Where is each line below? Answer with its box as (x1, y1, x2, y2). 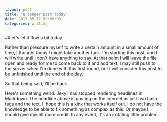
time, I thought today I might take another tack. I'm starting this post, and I (5, 50, 157, 56)
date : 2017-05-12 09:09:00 (5, 16, 61, 21)
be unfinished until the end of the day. (5, 71, 83, 77)
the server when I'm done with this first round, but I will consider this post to (5, 66, 162, 72)
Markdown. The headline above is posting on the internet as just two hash (5, 96, 157, 102)
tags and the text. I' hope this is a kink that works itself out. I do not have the (5, 101, 162, 107)
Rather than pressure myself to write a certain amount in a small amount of (5, 44, 159, 50)
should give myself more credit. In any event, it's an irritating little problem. (5, 112, 159, 118)
